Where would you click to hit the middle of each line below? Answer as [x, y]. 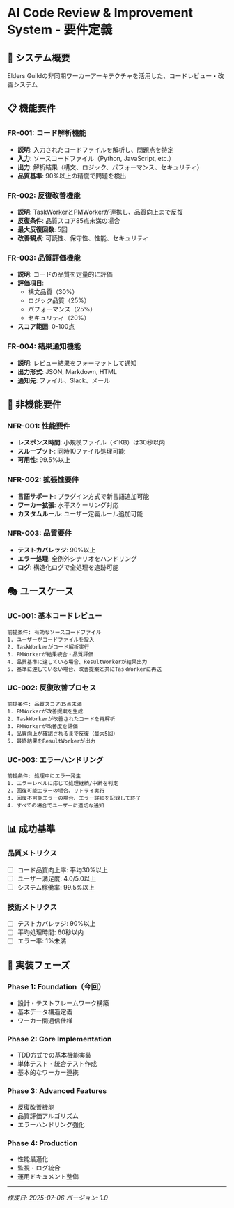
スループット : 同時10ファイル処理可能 [71, 451]
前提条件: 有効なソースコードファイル [54, 632]
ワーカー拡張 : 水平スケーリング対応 [68, 505]
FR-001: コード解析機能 [47, 133]
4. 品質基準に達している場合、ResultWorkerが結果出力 [77, 662]
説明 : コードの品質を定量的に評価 [65, 274]
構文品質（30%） [53, 292]
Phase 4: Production [42, 1143]
